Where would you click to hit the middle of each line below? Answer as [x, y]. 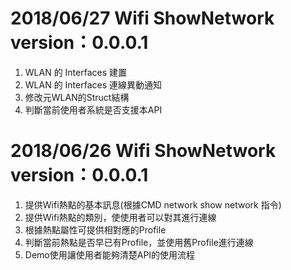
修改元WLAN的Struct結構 [77, 97]
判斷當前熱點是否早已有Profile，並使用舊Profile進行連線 [139, 242]
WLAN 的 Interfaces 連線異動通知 [93, 84]
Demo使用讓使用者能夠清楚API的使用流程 [110, 254]
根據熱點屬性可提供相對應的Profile [95, 229]
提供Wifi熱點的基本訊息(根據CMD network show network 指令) [153, 204]
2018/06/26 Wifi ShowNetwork [143, 151]
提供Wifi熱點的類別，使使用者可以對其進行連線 [120, 217]
